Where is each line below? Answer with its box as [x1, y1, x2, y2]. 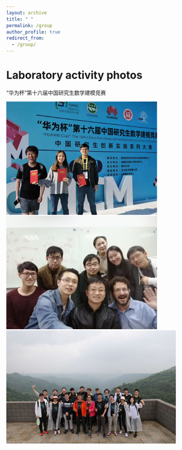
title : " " [6, 16, 34, 22]
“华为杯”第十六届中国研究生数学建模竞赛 [6, 89, 107, 96]
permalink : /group [6, 22, 52, 28]
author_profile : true [6, 29, 61, 35]
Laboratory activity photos [6, 68, 143, 82]
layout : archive [6, 10, 47, 16]
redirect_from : [6, 35, 45, 42]
